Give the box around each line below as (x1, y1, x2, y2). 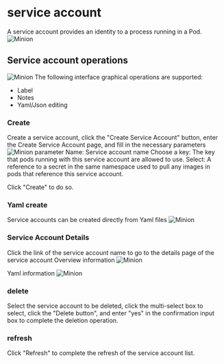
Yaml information (7, 269, 55, 277)
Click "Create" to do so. (7, 183, 74, 191)
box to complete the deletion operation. (7, 316, 119, 324)
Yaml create (7, 200, 48, 210)
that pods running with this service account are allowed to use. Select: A (7, 156, 212, 164)
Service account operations (7, 55, 129, 66)
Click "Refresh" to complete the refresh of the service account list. (7, 349, 195, 357)
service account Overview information (7, 256, 115, 264)
